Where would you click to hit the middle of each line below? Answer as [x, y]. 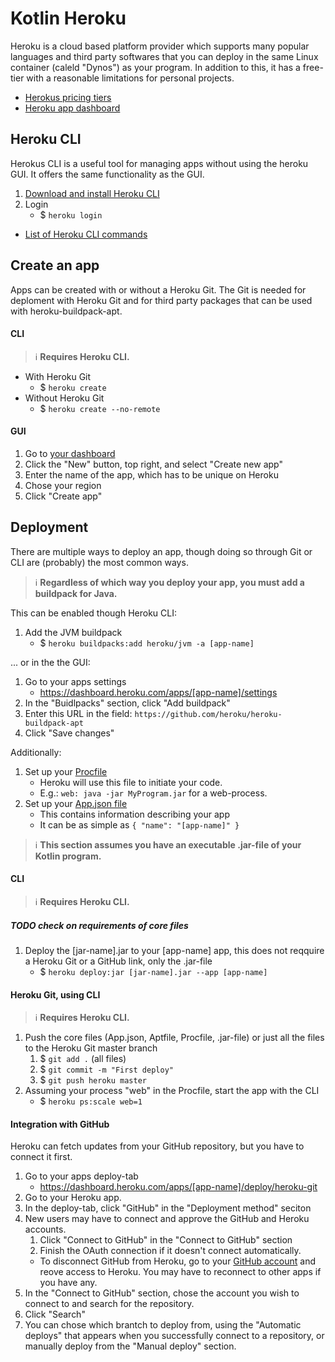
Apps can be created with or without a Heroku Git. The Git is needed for [158, 289]
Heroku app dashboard [72, 108]
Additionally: [36, 752]
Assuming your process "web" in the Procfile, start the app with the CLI [172, 1091]
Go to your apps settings [75, 681]
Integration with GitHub [60, 1124]
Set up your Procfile [66, 771]
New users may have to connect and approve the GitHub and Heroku [167, 1219]
